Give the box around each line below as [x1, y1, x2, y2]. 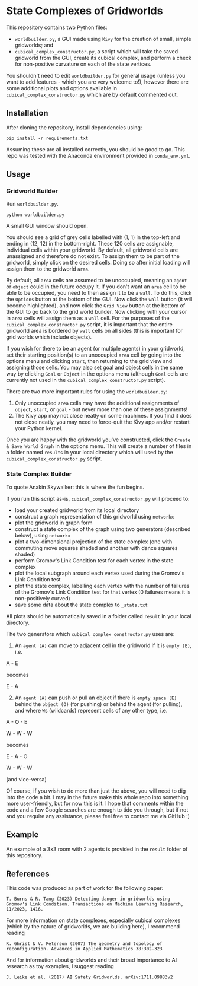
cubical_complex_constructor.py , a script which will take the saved [14, 47, 178, 55]
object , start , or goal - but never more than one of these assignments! [14, 406, 188, 413]
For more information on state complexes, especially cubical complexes [6, 917, 181, 924]
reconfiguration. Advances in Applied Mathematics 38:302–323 [6, 946, 163, 952]
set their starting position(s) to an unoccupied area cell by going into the [6, 351, 182, 358]
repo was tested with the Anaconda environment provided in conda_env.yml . [6, 152, 191, 159]
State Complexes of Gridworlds [6, 4, 163, 18]
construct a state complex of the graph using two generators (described [14, 525, 191, 532]
